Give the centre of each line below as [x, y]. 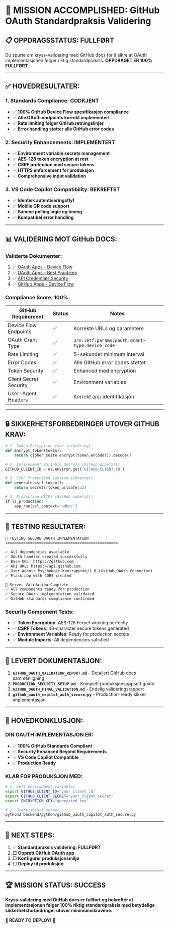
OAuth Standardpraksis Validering [78, 21]
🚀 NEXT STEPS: [30, 835]
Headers [18, 400]
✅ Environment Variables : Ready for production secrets [71, 634]
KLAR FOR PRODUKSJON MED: [44, 776]
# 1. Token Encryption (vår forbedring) [48, 446]
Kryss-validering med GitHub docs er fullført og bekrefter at [69, 900]
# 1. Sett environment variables [40, 787]
